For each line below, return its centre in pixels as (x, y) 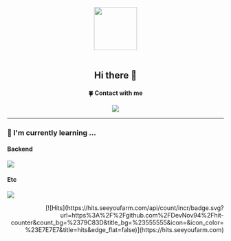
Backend (20, 149)
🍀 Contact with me (115, 93)
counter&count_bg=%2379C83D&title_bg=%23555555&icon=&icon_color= (117, 222)
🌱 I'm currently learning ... (52, 132)
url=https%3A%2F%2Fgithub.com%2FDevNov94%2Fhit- (142, 215)
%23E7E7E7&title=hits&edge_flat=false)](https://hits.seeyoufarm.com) (124, 229)
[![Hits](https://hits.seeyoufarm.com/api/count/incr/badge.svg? (135, 208)
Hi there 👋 (115, 75)
